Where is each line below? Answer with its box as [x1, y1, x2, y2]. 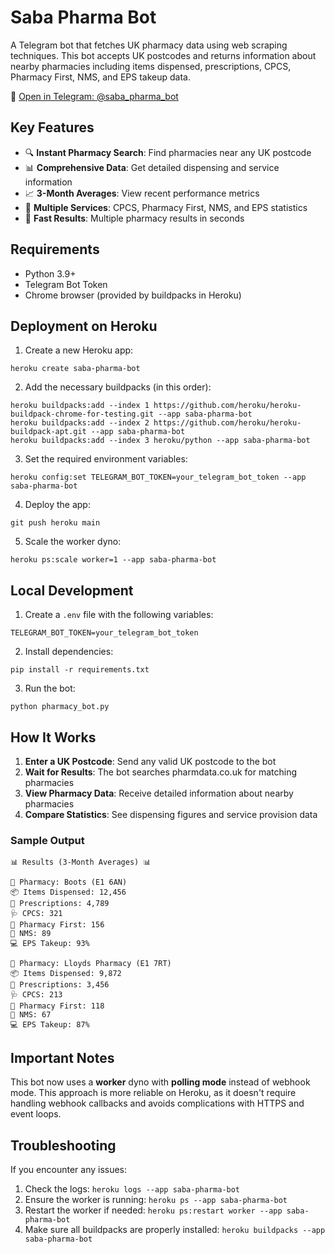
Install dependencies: [24, 646, 114, 658]
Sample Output [10, 833, 85, 847]
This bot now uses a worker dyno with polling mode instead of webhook [10, 1076, 311, 1088]
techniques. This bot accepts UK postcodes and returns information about [10, 49, 317, 61]
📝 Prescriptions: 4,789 [10, 899, 110, 909]
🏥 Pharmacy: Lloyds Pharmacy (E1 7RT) [10, 959, 172, 969]
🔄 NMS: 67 [10, 1010, 52, 1020]
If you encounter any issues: [10, 1163, 128, 1175]
